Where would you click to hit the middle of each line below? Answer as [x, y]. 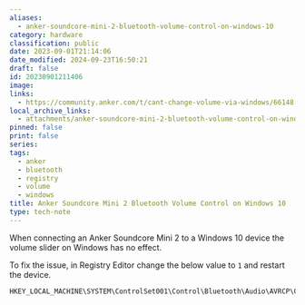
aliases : [26, 18]
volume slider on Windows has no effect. [86, 247]
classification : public [54, 43]
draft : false [34, 69]
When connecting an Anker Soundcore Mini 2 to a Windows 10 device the [147, 238]
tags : [20, 152]
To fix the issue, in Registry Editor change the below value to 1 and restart [148, 265]
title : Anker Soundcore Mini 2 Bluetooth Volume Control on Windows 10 [148, 204]
